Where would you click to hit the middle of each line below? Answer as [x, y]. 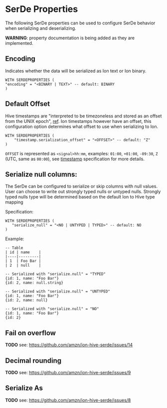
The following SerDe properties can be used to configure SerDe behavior [80, 23]
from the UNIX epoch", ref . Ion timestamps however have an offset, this [78, 121]
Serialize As [24, 388]
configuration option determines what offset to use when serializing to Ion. [82, 126]
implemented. [19, 43]
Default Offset [28, 104]
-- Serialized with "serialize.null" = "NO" [52, 309]
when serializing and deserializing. [41, 28]
